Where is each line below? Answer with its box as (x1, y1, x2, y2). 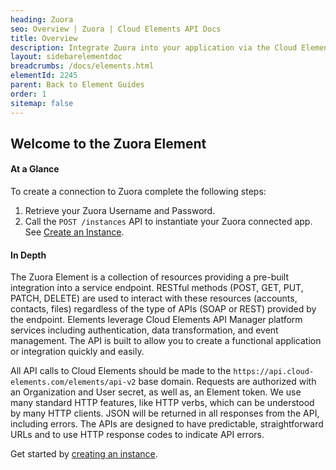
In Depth (10, 249, 47, 261)
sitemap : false (10, 98, 74, 108)
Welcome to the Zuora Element (10, 135, 207, 152)
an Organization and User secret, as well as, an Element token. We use (10, 386, 302, 398)
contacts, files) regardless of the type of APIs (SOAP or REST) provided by (10, 303, 317, 315)
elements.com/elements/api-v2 (10, 377, 137, 388)
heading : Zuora (10, 14, 74, 25)
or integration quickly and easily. (10, 346, 145, 358)
